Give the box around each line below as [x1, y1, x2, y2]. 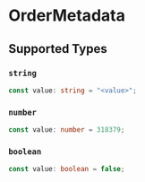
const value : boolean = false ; [8, 165, 125, 174]
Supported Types [8, 41, 108, 56]
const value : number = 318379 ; [8, 126, 125, 134]
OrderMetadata [8, 5, 126, 26]
